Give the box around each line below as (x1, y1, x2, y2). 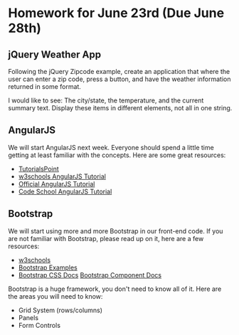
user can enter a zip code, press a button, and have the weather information (8, 75, 231, 83)
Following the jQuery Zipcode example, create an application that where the (8, 68, 230, 75)
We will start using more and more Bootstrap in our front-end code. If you (8, 226, 223, 235)
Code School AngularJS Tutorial (18, 187, 112, 196)
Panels (18, 313, 38, 321)
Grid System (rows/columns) (18, 306, 102, 314)
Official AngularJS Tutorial (18, 179, 95, 188)
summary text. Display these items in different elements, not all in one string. (8, 104, 233, 112)
